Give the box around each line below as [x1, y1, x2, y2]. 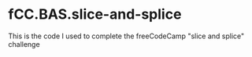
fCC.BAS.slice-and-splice [8, 5, 182, 23]
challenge [8, 39, 41, 48]
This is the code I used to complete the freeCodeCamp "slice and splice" [8, 31, 245, 41]
